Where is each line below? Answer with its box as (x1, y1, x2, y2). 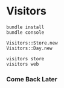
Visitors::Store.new (6, 40, 59, 46)
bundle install (6, 24, 45, 30)
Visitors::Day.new (6, 45, 53, 51)
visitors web (6, 61, 39, 67)
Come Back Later (6, 75, 57, 83)
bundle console (6, 29, 45, 36)
